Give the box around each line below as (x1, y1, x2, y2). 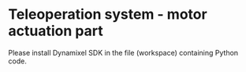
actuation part (8, 22, 104, 40)
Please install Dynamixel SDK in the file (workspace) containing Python (8, 48, 239, 57)
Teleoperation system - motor (8, 5, 207, 23)
